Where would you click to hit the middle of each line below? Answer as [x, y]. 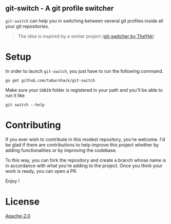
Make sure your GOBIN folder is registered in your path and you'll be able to [84, 90]
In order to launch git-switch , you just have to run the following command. [84, 71]
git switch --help [25, 105]
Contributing [33, 125]
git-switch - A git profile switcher [60, 8]
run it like [15, 95]
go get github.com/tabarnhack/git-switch [50, 80]
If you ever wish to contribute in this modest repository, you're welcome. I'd [85, 139]
